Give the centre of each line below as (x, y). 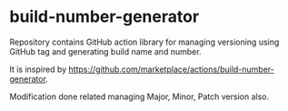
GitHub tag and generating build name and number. (105, 51)
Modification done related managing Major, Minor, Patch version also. (139, 96)
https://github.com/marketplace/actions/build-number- (172, 69)
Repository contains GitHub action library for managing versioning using (144, 42)
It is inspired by (38, 69)
